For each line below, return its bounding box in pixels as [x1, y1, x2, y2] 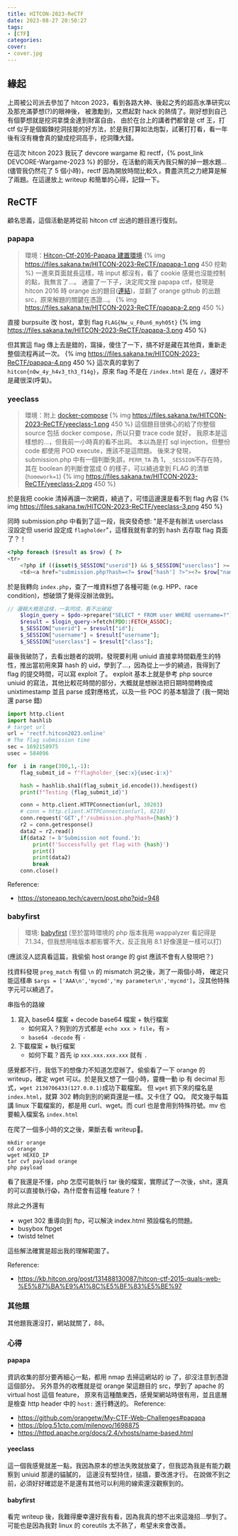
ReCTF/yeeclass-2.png [24, 480, 93, 488]
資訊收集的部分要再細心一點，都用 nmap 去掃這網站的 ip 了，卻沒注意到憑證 [7, 1372, 229, 1381]
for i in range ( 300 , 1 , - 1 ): [7, 763, 91, 770]
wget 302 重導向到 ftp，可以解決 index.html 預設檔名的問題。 [17, 1216, 197, 1225]
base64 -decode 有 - [28, 1033, 86, 1042]
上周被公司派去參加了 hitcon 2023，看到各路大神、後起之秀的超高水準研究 [7, 98, 225, 106]
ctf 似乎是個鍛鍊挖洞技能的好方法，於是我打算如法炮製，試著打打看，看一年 [7, 125, 228, 133]
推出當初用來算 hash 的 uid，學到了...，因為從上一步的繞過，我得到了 [19, 661, 221, 669]
